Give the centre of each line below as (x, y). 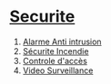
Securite (42, 17)
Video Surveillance (58, 70)
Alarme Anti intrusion (62, 42)
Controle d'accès (55, 61)
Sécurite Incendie (55, 51)
